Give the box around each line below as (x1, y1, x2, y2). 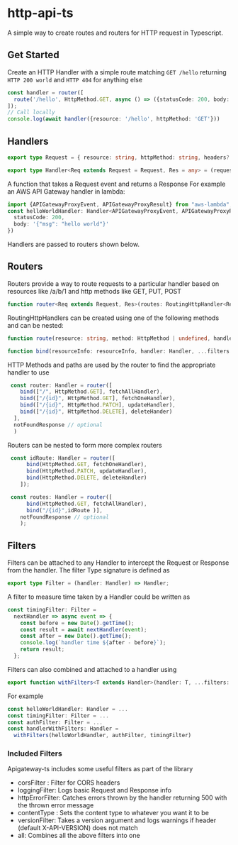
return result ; (20, 646, 65, 653)
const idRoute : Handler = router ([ (10, 454, 115, 462)
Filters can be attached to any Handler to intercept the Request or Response (7, 558, 229, 567)
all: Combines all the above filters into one (17, 832, 140, 840)
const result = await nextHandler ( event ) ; (20, 626, 147, 633)
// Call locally (7, 109, 55, 116)
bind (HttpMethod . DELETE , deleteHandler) (25, 474, 147, 482)
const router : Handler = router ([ (10, 382, 113, 389)
